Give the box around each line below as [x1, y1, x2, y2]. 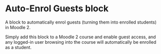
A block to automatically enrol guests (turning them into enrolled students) [5, 19, 157, 25]
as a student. [5, 44, 32, 50]
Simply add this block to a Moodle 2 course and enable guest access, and [5, 34, 156, 40]
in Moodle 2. [5, 24, 31, 30]
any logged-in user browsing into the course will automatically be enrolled [5, 39, 157, 45]
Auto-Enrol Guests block [5, 3, 109, 14]
